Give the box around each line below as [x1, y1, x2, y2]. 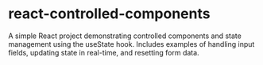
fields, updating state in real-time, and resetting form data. [8, 48, 200, 57]
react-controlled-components [8, 5, 211, 23]
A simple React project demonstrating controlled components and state [8, 31, 242, 40]
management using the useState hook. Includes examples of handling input [8, 39, 255, 48]
